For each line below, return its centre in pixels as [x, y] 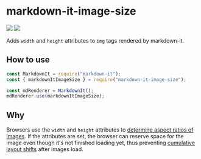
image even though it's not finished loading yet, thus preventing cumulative [101, 143]
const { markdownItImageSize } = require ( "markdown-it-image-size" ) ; [97, 79]
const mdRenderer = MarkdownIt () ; [50, 90]
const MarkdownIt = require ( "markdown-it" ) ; [64, 74]
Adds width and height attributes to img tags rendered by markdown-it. [95, 40]
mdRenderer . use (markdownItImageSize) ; [55, 96]
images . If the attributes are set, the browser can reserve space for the [95, 136]
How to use [28, 60]
